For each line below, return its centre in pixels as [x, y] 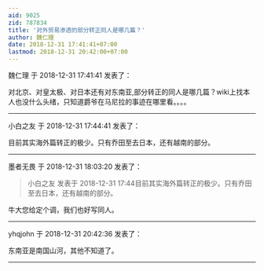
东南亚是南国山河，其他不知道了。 [63, 251]
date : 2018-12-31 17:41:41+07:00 [63, 45]
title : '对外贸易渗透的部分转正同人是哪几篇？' [77, 30]
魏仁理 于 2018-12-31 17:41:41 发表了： [70, 75]
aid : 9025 [24, 15]
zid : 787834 [27, 23]
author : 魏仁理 [31, 37]
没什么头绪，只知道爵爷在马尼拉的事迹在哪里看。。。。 [106, 102]
